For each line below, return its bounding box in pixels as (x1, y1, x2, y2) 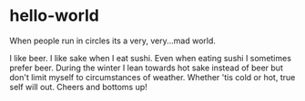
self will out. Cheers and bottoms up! (9, 81, 147, 92)
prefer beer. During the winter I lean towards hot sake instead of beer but (9, 62, 284, 73)
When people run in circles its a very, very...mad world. (9, 35, 217, 46)
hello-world (9, 5, 100, 26)
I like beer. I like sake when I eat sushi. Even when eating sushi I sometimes (9, 52, 291, 63)
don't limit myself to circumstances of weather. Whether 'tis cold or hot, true (9, 71, 296, 82)
